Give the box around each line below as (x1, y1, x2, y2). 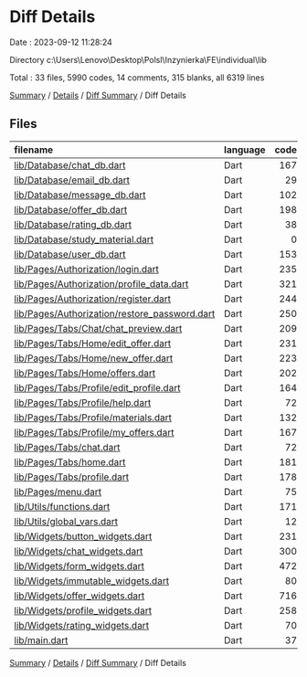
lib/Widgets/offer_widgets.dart (14, 589, 145, 602)
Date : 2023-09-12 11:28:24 (9, 37, 112, 48)
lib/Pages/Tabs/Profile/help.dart (14, 396, 152, 408)
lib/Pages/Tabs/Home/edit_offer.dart (14, 336, 172, 349)
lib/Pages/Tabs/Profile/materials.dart (14, 411, 172, 424)
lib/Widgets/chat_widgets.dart (14, 545, 143, 557)
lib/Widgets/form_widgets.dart (14, 559, 144, 572)
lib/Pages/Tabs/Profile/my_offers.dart (14, 426, 175, 439)
